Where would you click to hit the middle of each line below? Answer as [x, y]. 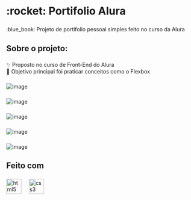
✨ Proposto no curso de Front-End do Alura [60, 65]
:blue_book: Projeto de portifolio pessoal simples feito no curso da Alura [95, 30]
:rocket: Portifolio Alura [66, 11]
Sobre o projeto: [37, 48]
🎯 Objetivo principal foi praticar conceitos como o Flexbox [78, 72]
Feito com [25, 166]
